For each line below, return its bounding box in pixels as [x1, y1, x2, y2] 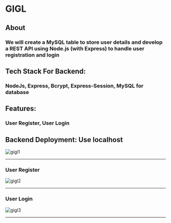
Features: [5, 104, 37, 113]
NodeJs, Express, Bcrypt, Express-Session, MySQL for [5, 82, 144, 89]
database [5, 89, 30, 96]
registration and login [5, 51, 60, 59]
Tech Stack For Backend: [5, 67, 86, 75]
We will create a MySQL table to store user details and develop [5, 39, 163, 46]
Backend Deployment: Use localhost [5, 135, 123, 144]
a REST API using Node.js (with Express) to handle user [5, 45, 145, 52]
